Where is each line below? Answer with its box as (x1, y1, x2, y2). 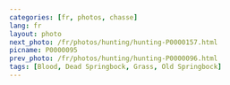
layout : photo (9, 29, 63, 38)
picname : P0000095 (9, 46, 78, 55)
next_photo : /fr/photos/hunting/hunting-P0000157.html (9, 37, 218, 47)
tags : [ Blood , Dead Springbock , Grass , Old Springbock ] (9, 63, 222, 72)
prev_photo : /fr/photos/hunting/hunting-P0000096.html (9, 54, 218, 63)
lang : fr (9, 21, 42, 30)
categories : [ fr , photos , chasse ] (9, 12, 139, 22)
